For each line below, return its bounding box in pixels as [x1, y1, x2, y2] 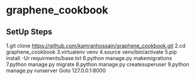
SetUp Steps [6, 27, 53, 37]
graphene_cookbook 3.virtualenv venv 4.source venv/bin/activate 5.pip [6, 48, 177, 55]
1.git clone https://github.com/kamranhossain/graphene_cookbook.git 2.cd [6, 42, 186, 49]
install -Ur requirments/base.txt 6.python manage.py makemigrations [6, 55, 172, 61]
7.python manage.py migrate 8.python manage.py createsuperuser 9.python [6, 61, 190, 68]
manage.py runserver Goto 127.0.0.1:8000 [6, 67, 106, 74]
